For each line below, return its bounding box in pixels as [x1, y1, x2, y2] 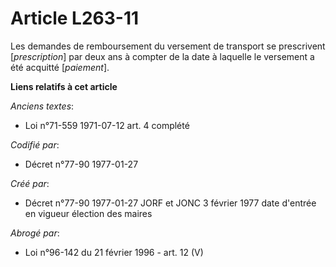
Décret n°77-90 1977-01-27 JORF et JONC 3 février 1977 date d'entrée [24, 197, 317, 209]
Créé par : [10, 177, 50, 189]
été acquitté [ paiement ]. [10, 61, 110, 73]
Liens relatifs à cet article [10, 80, 118, 92]
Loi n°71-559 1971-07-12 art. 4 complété [24, 119, 190, 131]
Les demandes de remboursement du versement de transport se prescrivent [10, 40, 326, 52]
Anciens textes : [10, 100, 75, 112]
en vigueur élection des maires [24, 207, 153, 219]
